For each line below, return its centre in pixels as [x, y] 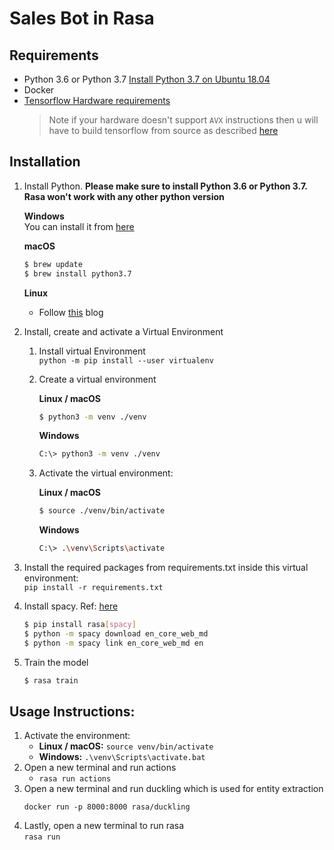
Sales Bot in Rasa [82, 18]
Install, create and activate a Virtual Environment [123, 331]
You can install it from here [79, 226]
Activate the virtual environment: [106, 473]
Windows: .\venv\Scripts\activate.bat [122, 757]
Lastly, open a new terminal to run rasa [104, 826]
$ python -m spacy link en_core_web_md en [113, 643]
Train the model [56, 662]
